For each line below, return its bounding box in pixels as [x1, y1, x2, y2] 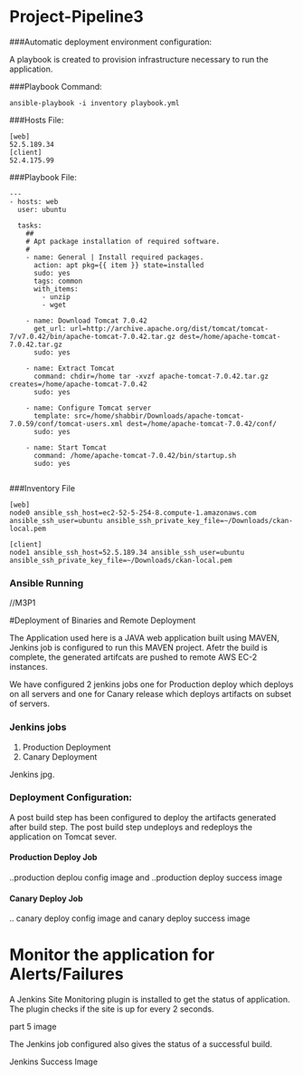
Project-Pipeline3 [9, 6, 145, 27]
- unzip [42, 292, 71, 301]
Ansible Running [9, 577, 84, 589]
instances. [9, 662, 48, 673]
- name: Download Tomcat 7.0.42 [25, 315, 147, 325]
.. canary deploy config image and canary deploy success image [9, 913, 251, 924]
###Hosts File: [9, 114, 64, 125]
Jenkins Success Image [9, 1056, 98, 1067]
